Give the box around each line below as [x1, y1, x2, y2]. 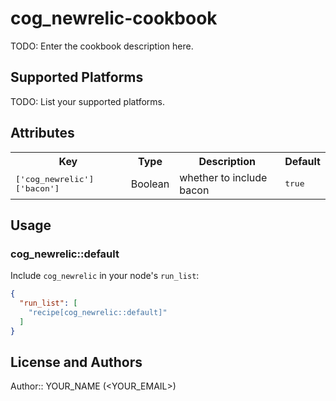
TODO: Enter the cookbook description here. [10, 40, 194, 52]
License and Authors [10, 354, 143, 371]
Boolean [130, 177, 170, 191]
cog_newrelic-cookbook [10, 7, 218, 30]
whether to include [179, 170, 268, 184]
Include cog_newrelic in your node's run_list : [10, 270, 200, 282]
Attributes [10, 125, 75, 142]
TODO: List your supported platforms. [10, 95, 166, 107]
